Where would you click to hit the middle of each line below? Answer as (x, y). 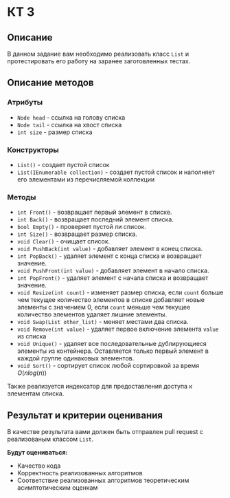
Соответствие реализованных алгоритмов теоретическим (103, 480)
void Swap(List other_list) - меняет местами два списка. (103, 322)
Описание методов (50, 83)
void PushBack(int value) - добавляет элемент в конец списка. (110, 249)
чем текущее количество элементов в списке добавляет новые (111, 300)
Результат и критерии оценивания (85, 415)
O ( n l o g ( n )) (32, 373)
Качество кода (39, 466)
